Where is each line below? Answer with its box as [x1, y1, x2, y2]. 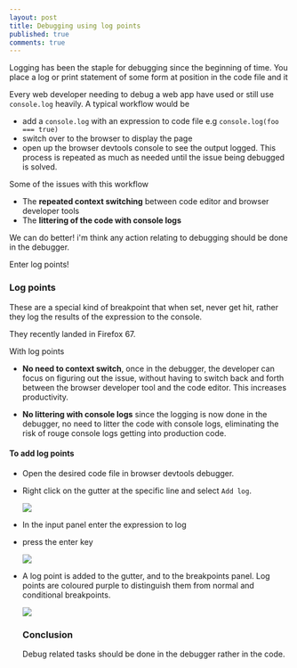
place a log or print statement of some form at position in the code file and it [9, 72, 289, 83]
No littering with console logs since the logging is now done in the [21, 408, 268, 419]
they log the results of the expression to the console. [9, 311, 203, 322]
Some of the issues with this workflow [9, 179, 149, 190]
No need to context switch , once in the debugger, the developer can [21, 363, 276, 374]
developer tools [21, 206, 80, 217]
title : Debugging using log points [9, 21, 141, 30]
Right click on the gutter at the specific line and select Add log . [21, 485, 252, 496]
